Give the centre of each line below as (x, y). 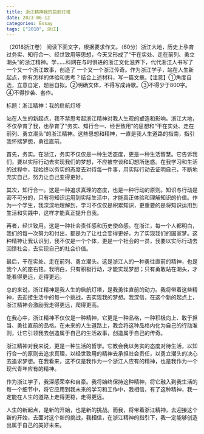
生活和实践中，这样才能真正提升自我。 (54, 213)
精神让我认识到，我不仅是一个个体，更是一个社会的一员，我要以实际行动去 (104, 241)
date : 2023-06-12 (28, 18)
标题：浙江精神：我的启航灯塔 (43, 106)
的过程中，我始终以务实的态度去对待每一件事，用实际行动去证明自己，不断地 (102, 170)
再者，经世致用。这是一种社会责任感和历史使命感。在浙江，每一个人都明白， (102, 226)
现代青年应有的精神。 (33, 369)
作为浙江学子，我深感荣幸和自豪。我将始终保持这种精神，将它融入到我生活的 (102, 382)
